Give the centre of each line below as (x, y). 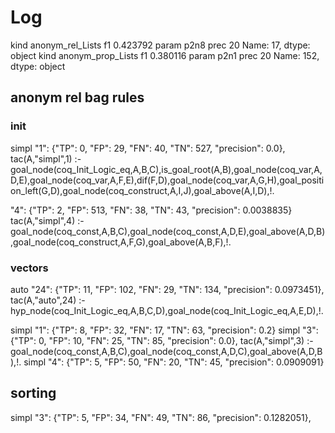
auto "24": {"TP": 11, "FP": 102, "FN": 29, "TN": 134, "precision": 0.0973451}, (167, 289)
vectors (29, 268)
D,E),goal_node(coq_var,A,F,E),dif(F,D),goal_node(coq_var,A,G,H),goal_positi (167, 180)
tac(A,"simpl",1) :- (46, 158)
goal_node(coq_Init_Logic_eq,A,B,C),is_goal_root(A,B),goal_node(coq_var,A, (166, 169)
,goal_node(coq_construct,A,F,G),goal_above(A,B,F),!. (121, 242)
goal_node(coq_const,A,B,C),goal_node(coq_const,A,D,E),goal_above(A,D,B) (168, 231)
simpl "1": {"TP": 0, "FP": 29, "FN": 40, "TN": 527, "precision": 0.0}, (148, 148)
